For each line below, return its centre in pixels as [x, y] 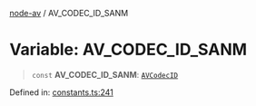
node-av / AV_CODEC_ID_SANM [69, 13]
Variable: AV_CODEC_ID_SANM [128, 50]
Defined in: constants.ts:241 [61, 92]
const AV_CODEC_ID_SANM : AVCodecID [105, 74]
